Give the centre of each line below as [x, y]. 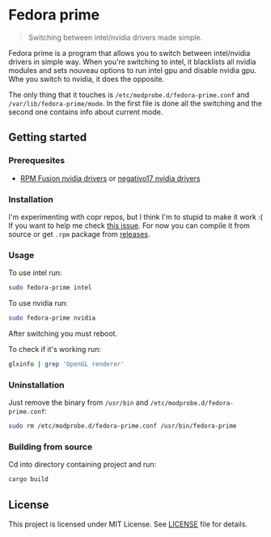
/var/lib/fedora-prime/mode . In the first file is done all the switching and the [135, 103]
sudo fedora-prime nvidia [52, 318]
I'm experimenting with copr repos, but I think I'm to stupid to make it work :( [135, 217]
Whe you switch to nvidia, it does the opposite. [86, 79]
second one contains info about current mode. [86, 112]
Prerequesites [37, 161]
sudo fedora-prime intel [50, 288]
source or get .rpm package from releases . [80, 234]
